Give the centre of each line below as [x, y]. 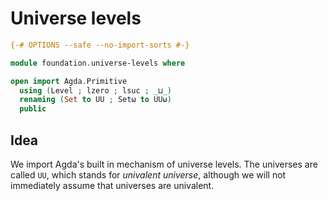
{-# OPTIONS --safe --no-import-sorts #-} [100, 45]
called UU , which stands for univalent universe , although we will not [148, 175]
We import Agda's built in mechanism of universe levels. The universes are [164, 164]
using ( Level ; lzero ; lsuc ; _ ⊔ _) [95, 90]
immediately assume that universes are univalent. [112, 185]
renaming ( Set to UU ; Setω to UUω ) [95, 100]
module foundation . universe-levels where [98, 63]
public [33, 109]
